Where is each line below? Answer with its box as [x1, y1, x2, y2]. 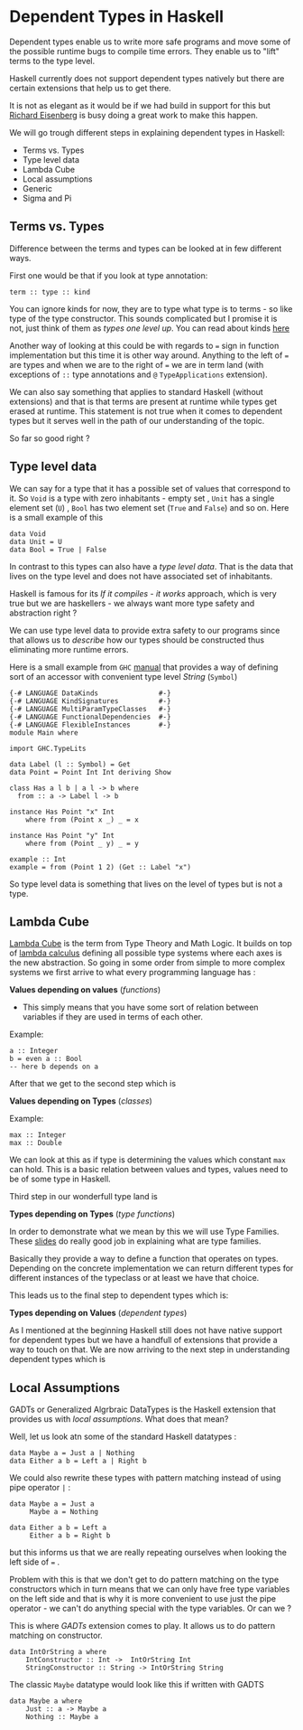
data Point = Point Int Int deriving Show [9, 767, 171, 776]
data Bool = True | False [9, 545, 106, 554]
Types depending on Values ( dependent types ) [9, 1308, 188, 1319]
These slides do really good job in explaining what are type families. [9, 1236, 262, 1246]
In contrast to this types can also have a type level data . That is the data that [9, 560, 294, 571]
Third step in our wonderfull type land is [9, 1191, 158, 1202]
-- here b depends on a [9, 1062, 99, 1072]
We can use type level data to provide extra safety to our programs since [9, 625, 280, 635]
